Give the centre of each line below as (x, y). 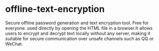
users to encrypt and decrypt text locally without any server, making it (78, 33)
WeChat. (14, 44)
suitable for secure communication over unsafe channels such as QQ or (79, 39)
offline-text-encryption (55, 9)
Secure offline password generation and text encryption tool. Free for (77, 23)
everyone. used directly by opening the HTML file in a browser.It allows (79, 28)
